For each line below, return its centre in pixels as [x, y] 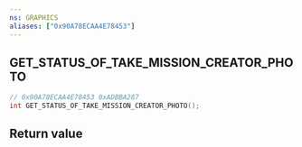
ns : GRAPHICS [34, 18]
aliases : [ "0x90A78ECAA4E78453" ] [72, 26]
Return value [46, 134]
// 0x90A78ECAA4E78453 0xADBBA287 [75, 97]
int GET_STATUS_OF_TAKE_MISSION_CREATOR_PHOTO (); [105, 106]
